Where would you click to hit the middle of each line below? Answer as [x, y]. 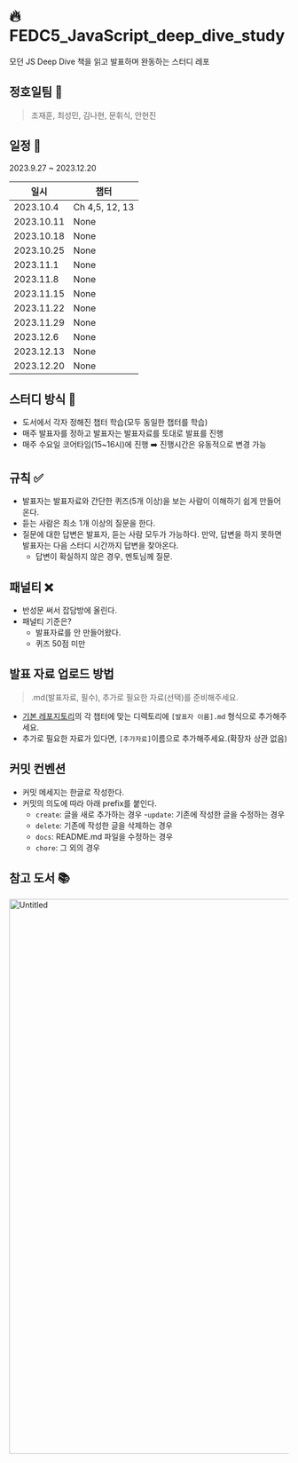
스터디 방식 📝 [43, 399]
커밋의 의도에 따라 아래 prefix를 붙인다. [89, 803]
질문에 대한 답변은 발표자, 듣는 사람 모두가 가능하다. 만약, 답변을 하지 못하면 [152, 534]
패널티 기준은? [47, 621]
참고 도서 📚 [40, 878]
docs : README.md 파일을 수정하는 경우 [104, 836]
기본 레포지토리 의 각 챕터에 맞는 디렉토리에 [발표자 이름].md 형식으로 [139, 716]
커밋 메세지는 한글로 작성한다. [73, 792]
